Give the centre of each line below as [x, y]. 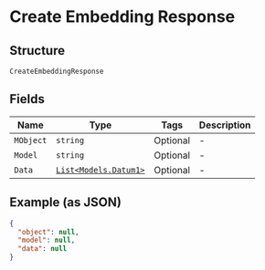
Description [225, 125]
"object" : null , [48, 232]
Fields [27, 99]
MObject [31, 140]
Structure [37, 51]
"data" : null [42, 249]
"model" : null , [47, 240]
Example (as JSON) [65, 202]
